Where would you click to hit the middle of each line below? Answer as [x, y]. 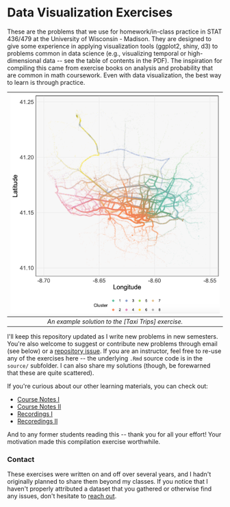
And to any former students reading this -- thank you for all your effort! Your [114, 434]
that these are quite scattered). [51, 373]
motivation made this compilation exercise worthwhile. [84, 442]
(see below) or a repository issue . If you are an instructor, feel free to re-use [114, 351]
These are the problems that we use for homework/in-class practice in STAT [115, 31]
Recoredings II [37, 421]
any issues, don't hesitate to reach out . [62, 496]
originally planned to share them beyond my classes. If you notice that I [108, 482]
